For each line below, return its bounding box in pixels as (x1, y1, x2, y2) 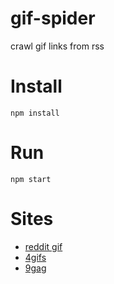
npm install (10, 108, 60, 118)
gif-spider (10, 7, 96, 30)
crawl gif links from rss (10, 40, 105, 52)
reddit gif (24, 240, 63, 252)
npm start (10, 174, 52, 184)
